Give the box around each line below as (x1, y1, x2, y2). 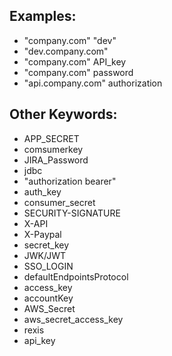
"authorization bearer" (23, 175, 117, 187)
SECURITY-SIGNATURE (23, 207, 121, 219)
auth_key (23, 185, 62, 198)
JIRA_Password (23, 154, 89, 166)
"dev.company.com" (23, 45, 109, 57)
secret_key (23, 239, 70, 251)
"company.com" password (23, 66, 134, 78)
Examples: (9, 8, 77, 25)
